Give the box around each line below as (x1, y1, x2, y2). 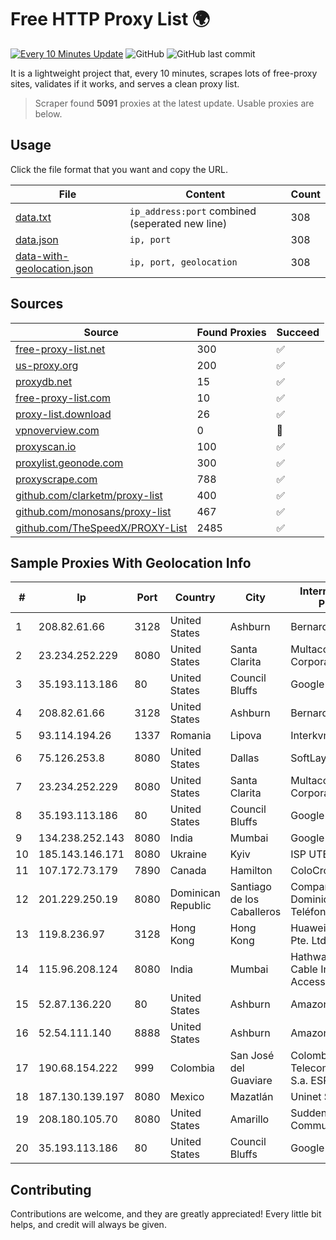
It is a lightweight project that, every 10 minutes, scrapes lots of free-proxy (10, 67, 318, 79)
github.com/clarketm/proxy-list (15, 488, 163, 502)
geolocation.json (15, 261, 94, 275)
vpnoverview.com (15, 423, 100, 437)
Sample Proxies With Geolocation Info (10, 554, 252, 571)
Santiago (229, 880, 272, 894)
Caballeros (229, 905, 282, 919)
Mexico (169, 1090, 205, 1104)
